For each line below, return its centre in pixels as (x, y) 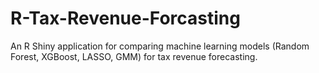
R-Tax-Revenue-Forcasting (125, 18)
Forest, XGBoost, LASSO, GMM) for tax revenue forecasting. (134, 56)
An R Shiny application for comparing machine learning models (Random (160, 46)
